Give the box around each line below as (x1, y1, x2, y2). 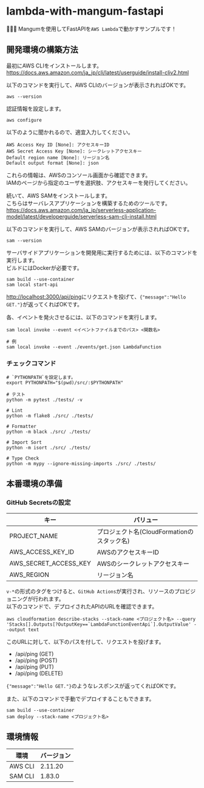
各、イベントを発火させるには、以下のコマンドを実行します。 (6, 313, 160, 320)
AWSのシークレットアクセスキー (97, 559, 190, 568)
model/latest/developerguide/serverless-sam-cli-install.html (6, 213, 157, 220)
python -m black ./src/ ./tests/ (6, 429, 91, 435)
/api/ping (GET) (15, 650, 54, 657)
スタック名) (97, 536, 131, 545)
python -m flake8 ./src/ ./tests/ (6, 413, 94, 419)
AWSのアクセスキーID (97, 548, 159, 556)
